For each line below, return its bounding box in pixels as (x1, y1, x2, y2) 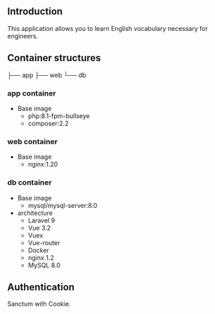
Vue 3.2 (27, 223, 51, 232)
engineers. (7, 32, 39, 40)
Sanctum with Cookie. (7, 300, 72, 308)
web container (7, 136, 58, 146)
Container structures (7, 52, 101, 64)
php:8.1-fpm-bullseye (27, 112, 90, 120)
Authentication (7, 281, 75, 293)
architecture (17, 209, 53, 217)
